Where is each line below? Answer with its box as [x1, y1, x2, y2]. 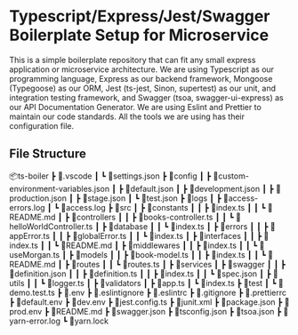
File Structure [9, 147, 86, 162]
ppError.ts [9, 230, 51, 241]
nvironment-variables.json [9, 183, 109, 194]
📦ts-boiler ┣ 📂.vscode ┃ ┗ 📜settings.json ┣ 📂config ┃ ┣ [9, 171, 212, 181]
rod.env [9, 306, 43, 316]
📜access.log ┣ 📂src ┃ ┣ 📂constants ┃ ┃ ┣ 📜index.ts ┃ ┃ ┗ [60, 202, 266, 212]
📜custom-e [213, 171, 249, 181]
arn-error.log [9, 315, 60, 326]
